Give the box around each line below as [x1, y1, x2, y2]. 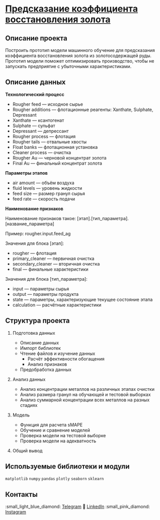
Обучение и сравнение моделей [20, 427, 91, 433]
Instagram [5, 509, 26, 515]
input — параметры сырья [12, 286, 69, 292]
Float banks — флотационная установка [12, 144, 98, 150]
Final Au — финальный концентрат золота [12, 160, 102, 166]
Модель [12, 412, 30, 418]
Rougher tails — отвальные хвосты [12, 138, 87, 144]
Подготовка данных [12, 330, 55, 336]
